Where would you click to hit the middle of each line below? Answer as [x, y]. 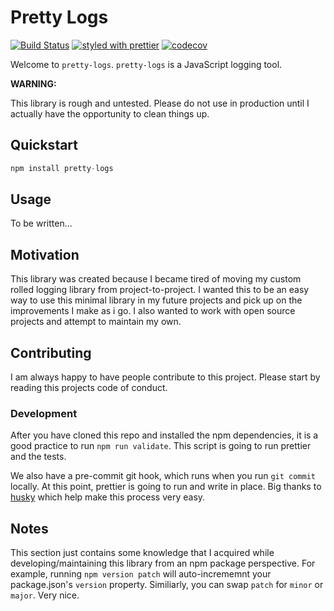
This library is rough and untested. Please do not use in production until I [160, 103]
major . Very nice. [45, 595]
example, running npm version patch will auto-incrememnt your [141, 574]
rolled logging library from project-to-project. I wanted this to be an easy [160, 290]
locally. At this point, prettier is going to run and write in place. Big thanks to [166, 487]
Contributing [51, 352]
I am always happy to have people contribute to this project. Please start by [165, 377]
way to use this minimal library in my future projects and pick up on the [156, 300]
